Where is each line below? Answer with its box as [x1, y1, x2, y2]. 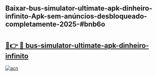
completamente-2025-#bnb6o [5, 20, 106, 29]
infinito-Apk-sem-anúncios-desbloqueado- [5, 12, 147, 21]
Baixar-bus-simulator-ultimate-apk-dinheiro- [5, 4, 153, 13]
